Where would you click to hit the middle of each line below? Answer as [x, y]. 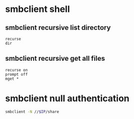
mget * [12, 79]
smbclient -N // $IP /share [32, 112]
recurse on [16, 70]
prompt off [16, 74]
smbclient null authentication [67, 99]
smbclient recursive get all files [55, 59]
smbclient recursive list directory [58, 28]
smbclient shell [37, 9]
